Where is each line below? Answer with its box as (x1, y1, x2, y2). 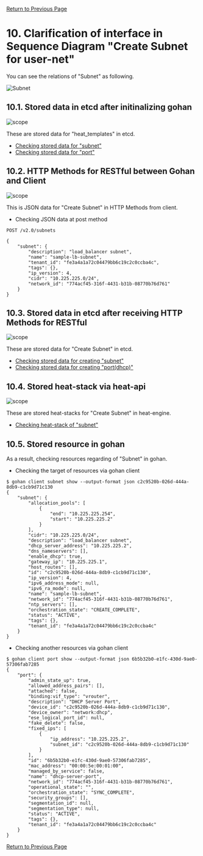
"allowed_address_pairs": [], (28, 683, 105, 689)
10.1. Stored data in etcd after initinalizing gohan (6, 102, 192, 112)
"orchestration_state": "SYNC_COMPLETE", (28, 789, 135, 796)
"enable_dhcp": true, (28, 553, 84, 559)
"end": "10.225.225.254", (49, 511, 116, 517)
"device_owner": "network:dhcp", (28, 710, 113, 716)
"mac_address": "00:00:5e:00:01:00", (28, 763, 124, 769)
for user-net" (6, 52, 75, 67)
